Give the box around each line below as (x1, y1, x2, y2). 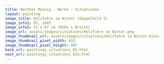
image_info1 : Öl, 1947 (5, 20, 51, 26)
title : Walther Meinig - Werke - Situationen (5, 7, 99, 12)
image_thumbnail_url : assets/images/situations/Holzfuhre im (5, 34, 132, 39)
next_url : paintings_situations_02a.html (5, 51, 91, 57)
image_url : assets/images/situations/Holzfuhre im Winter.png (5, 29, 134, 34)
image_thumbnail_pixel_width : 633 (5, 38, 76, 43)
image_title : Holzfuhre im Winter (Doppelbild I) (5, 16, 108, 21)
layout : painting (5, 12, 41, 16)
